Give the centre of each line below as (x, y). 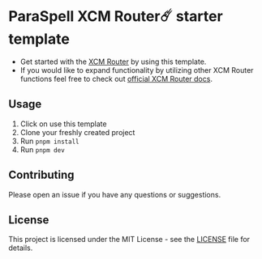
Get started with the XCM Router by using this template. (113, 62)
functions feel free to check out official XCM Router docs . (116, 79)
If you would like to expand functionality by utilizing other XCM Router (137, 70)
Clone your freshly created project (77, 132)
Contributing (41, 175)
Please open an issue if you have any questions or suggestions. (115, 194)
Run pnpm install (49, 141)
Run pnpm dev (42, 149)
